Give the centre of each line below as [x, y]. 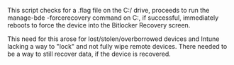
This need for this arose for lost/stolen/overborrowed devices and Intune [113, 39]
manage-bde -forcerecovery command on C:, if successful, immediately [113, 18]
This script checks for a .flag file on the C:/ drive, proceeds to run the [108, 10]
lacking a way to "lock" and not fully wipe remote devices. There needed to [117, 46]
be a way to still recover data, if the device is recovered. [89, 54]
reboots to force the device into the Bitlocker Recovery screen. [99, 25]
